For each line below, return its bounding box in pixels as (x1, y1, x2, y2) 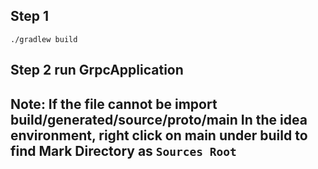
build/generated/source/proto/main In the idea (10, 111, 308, 128)
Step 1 (10, 8, 50, 25)
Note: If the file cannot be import (10, 95, 218, 113)
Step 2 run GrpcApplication (10, 62, 184, 79)
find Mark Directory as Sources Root (10, 142, 237, 159)
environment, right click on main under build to (10, 127, 308, 144)
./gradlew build (10, 34, 78, 44)
